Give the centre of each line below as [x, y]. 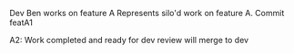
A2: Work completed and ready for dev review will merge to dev [129, 40]
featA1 [21, 22]
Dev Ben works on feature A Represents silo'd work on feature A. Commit [147, 13]
